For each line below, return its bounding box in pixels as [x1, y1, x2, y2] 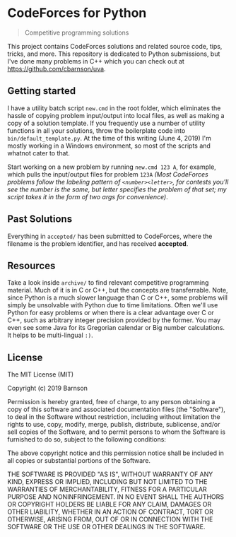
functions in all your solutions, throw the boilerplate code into [7, 126, 186, 135]
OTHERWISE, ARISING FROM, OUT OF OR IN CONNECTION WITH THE [7, 515, 213, 524]
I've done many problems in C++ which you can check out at [7, 57, 185, 65]
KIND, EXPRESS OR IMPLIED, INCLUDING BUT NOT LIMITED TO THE [7, 478, 208, 486]
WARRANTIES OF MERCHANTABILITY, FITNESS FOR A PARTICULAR [7, 485, 207, 494]
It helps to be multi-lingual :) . [7, 331, 93, 340]
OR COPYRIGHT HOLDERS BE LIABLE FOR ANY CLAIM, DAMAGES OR [7, 500, 212, 509]
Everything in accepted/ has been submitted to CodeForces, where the [7, 232, 213, 240]
